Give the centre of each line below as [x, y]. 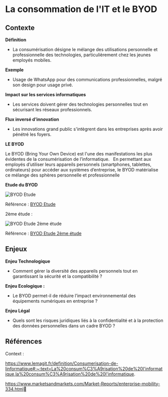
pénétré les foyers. [32, 134]
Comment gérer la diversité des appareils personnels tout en [75, 271]
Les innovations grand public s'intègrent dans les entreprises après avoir [88, 129]
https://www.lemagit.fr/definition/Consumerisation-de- [62, 363]
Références [24, 342]
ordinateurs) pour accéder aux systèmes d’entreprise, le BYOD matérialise [82, 170]
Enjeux [16, 249]
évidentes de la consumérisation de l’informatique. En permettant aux [78, 159]
